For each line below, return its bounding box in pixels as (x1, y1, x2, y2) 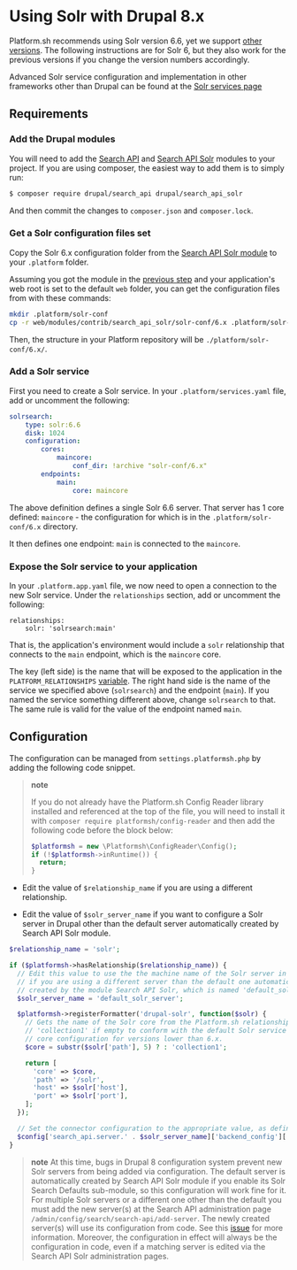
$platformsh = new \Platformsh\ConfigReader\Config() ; (30, 842, 238, 851)
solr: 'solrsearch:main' (25, 624, 117, 633)
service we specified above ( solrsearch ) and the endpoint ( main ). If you (9, 684, 270, 696)
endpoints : (41, 469, 81, 479)
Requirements (9, 106, 88, 121)
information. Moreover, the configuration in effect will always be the (30, 1232, 278, 1243)
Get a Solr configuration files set (9, 227, 152, 240)
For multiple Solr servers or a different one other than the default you (30, 1194, 283, 1205)
